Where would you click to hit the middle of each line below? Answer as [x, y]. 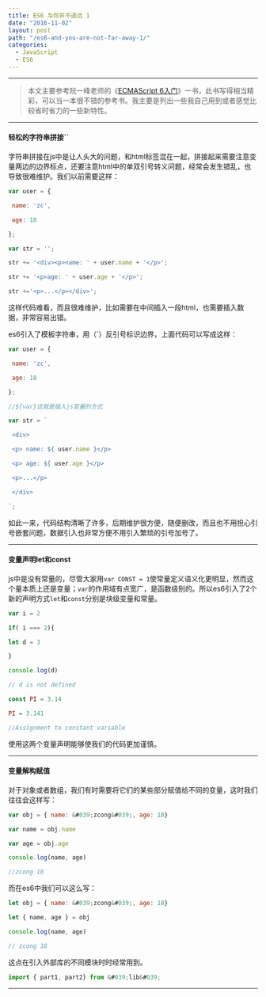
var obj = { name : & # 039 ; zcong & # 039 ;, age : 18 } [88, 815]
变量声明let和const [40, 560]
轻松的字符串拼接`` [39, 137]
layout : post [30, 30]
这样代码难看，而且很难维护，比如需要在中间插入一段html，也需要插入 [123, 308]
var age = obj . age [38, 843]
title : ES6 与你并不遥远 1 [49, 15]
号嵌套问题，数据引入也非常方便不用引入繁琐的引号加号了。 [105, 532]
